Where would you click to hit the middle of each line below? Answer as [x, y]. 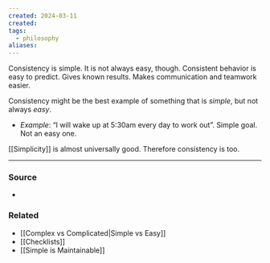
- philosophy [37, 38]
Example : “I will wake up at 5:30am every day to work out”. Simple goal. [139, 125]
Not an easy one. [48, 134]
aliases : [23, 46]
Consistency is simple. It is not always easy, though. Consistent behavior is [133, 68]
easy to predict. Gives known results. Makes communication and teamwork [133, 77]
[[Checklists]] [43, 241]
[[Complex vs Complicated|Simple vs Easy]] [93, 233]
